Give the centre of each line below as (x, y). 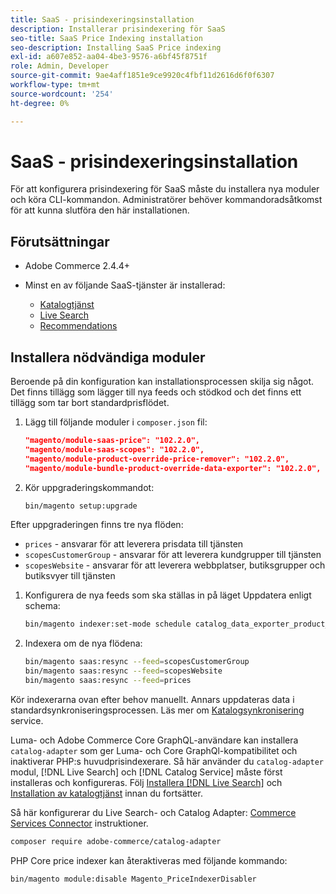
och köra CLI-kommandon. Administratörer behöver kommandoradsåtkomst (166, 200)
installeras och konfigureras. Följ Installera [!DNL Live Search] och (146, 782)
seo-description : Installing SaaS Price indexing (116, 47)
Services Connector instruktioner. (79, 823)
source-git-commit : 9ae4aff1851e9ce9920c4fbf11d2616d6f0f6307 (142, 76)
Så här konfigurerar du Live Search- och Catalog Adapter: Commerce (153, 812)
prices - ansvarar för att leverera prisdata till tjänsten (134, 544)
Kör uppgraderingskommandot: (89, 487)
